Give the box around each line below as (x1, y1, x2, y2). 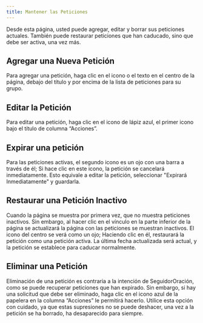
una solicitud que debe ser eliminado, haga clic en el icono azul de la (6, 290, 179, 298)
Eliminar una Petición (6, 261, 88, 271)
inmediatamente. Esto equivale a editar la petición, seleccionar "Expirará (6, 171, 187, 179)
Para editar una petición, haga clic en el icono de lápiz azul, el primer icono (6, 119, 194, 126)
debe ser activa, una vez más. (6, 38, 81, 45)
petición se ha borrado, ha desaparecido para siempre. (6, 310, 144, 317)
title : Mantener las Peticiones (6, 8, 88, 15)
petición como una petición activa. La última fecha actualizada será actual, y (6, 237, 197, 244)
